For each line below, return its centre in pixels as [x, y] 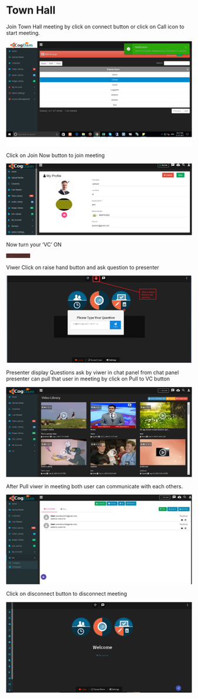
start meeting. [23, 32]
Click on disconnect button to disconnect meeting [67, 594]
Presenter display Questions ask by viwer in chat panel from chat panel [93, 373]
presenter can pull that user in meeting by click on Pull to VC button [88, 379]
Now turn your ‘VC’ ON [34, 244]
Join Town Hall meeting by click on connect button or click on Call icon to [95, 27]
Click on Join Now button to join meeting [55, 155]
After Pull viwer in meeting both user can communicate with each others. [95, 486]
